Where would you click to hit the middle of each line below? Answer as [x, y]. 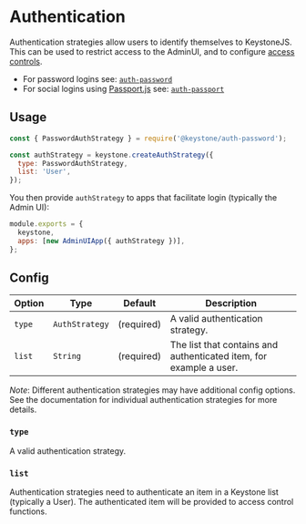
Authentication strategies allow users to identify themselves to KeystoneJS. [151, 42]
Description [231, 303]
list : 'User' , [44, 172]
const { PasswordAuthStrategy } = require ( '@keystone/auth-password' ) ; [148, 139]
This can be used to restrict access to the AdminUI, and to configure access [152, 51]
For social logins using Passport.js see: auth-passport [123, 88]
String [67, 356]
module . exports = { [46, 224]
